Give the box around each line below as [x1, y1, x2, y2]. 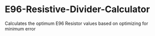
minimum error [5, 25, 36, 31]
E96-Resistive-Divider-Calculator [5, 4, 150, 15]
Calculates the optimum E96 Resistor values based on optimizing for [5, 20, 148, 26]
